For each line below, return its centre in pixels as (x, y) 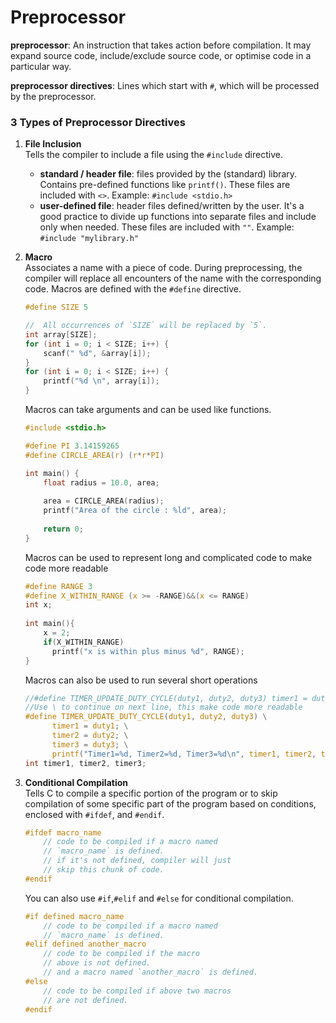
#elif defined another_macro (85, 944)
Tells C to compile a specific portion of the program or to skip (151, 793)
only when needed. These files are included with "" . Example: (167, 227)
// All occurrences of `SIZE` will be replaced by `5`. (146, 326)
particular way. (41, 66)
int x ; (38, 605)
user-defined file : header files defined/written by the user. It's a (172, 206)
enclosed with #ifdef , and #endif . (94, 814)
